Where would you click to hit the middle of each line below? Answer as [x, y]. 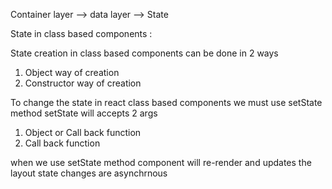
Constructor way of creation [83, 83]
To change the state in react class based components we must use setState [166, 102]
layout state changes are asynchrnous [89, 173]
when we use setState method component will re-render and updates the [161, 162]
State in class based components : [81, 33]
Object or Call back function [83, 132]
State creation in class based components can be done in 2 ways [144, 53]
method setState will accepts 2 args [84, 113]
